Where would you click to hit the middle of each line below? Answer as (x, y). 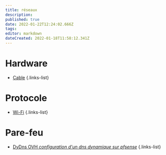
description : (19, 15)
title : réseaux (21, 10)
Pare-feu (24, 132)
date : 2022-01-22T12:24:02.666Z (39, 24)
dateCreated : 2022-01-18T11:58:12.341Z (47, 39)
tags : (11, 29)
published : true (22, 19)
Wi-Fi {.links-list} (30, 112)
